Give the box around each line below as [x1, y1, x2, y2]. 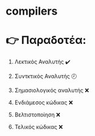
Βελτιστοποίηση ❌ [14, 111, 60, 118]
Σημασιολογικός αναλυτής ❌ [14, 87, 90, 94]
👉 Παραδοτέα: [5, 34, 86, 47]
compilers [5, 4, 58, 18]
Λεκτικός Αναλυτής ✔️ [14, 58, 71, 65]
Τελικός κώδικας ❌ [14, 123, 63, 131]
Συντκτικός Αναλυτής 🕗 [14, 73, 77, 80]
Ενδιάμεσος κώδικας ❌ [14, 99, 74, 106]
